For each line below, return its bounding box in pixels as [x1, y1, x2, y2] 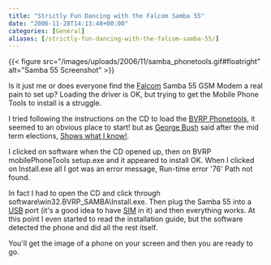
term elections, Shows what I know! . [8, 131, 130, 141]
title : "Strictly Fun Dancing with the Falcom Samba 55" [8, 11, 205, 20]
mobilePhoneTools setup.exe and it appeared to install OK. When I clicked [8, 156, 255, 165]
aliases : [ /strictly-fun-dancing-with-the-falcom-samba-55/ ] [8, 34, 220, 43]
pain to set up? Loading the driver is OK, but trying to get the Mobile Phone [8, 90, 260, 100]
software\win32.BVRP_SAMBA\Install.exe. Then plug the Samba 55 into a [8, 197, 252, 207]
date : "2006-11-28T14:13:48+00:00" [8, 19, 129, 28]
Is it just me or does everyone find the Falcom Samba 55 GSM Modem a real [8, 81, 264, 91]
